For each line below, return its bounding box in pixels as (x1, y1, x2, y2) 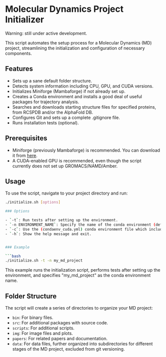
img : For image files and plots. (12, 330, 73, 336)
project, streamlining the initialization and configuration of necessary (5, 45, 145, 51)
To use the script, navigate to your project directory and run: (5, 190, 128, 196)
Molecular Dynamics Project (5, 3, 124, 15)
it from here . (12, 152, 38, 159)
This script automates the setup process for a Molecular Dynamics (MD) (5, 40, 152, 45)
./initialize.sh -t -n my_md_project (5, 258, 83, 263)
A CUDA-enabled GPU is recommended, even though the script (12, 158, 142, 163)
